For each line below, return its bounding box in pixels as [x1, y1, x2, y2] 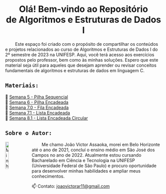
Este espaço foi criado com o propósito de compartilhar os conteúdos [14, 41, 158, 47]
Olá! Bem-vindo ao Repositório [19, 3, 148, 15]
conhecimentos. [31, 173, 65, 179]
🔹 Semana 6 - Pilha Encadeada [5, 99, 69, 105]
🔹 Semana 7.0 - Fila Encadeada [5, 104, 69, 110]
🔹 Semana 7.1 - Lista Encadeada [5, 109, 71, 115]
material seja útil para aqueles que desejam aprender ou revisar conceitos [5, 62, 157, 68]
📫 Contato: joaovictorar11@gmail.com [31, 183, 110, 189]
